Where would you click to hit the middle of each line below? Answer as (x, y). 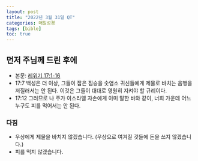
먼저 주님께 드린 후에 (42, 60)
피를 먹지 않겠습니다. (39, 152)
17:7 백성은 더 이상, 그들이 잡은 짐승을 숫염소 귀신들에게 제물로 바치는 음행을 (103, 83)
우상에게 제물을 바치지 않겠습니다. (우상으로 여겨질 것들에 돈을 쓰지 (93, 137)
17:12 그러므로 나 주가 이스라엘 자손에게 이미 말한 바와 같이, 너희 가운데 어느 (103, 98)
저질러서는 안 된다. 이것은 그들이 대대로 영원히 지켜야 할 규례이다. (91, 90)
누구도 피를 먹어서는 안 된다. (48, 105)
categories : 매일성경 (31, 23)
